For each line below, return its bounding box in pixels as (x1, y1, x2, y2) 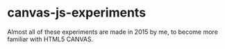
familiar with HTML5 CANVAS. (7, 35, 94, 43)
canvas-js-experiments (7, 5, 147, 21)
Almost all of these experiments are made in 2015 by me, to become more (7, 28, 219, 36)
